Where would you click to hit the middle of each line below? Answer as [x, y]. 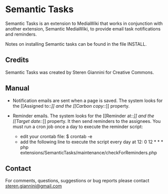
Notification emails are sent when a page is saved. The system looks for [88, 101]
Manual [17, 88]
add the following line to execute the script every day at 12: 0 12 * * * [92, 142]
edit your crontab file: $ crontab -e [56, 136]
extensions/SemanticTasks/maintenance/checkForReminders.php [89, 152]
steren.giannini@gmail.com [34, 186]
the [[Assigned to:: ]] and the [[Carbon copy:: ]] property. [71, 106]
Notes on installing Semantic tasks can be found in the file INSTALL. [76, 44]
